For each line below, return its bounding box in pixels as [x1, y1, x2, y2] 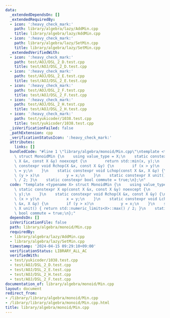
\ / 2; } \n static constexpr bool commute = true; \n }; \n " [14, 177, 146, 183]
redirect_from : [5, 291, 37, 296]
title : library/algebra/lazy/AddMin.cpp [14, 31, 101, 36]
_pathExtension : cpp [10, 130, 53, 135]
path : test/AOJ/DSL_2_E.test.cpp [14, 74, 85, 79]
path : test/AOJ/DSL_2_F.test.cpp [14, 87, 85, 93]
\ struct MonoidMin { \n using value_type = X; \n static [14, 154, 148, 159]
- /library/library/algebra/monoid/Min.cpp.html [5, 300, 110, 305]
